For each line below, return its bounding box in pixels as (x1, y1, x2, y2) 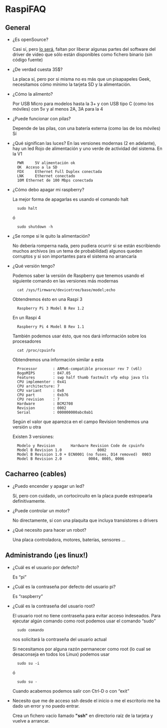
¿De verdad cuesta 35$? (12, 66, 63, 72)
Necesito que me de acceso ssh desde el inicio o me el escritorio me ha (12, 698, 161, 704)
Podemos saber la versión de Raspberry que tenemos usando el (12, 273, 145, 279)
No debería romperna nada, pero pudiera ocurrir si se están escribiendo (12, 243, 161, 249)
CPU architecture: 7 (17, 384, 60, 389)
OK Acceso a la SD (17, 165, 57, 170)
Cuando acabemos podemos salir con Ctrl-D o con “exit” (12, 688, 130, 694)
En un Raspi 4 (12, 315, 41, 320)
